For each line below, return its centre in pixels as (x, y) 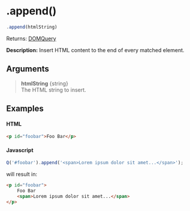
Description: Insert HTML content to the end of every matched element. (95, 50)
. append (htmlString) (32, 27)
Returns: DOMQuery (31, 38)
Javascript (20, 150)
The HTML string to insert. (53, 90)
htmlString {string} (45, 83)
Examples (25, 109)
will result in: (22, 174)
